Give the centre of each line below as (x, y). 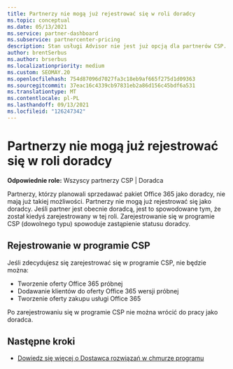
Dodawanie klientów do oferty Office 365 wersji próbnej (98, 291)
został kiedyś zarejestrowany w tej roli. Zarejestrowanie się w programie (111, 216)
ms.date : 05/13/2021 (37, 27)
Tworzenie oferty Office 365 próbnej (70, 284)
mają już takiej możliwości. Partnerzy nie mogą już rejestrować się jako (110, 201)
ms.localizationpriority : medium (56, 66)
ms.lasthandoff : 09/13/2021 (48, 105)
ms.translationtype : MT (42, 92)
